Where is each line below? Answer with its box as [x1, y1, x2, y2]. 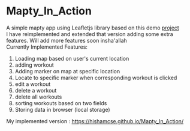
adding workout [14, 61, 54, 69]
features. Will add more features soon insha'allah [6, 37, 127, 44]
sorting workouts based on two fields [14, 99, 107, 106]
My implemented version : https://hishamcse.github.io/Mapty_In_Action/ [6, 117, 184, 124]
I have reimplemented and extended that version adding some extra [6, 30, 174, 37]
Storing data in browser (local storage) [14, 106, 110, 113]
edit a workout [14, 80, 51, 88]
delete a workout [14, 87, 57, 94]
